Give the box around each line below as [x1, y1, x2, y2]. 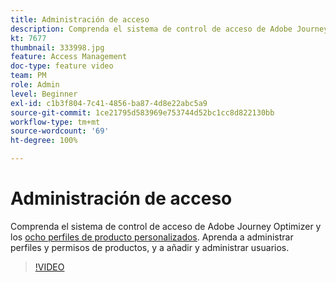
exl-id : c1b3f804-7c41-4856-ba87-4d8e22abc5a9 [10, 98, 208, 108]
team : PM [10, 71, 47, 81]
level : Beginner [10, 89, 78, 99]
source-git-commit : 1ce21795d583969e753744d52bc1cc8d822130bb [10, 107, 275, 118]
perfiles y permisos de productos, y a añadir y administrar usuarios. [10, 241, 290, 253]
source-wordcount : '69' [10, 126, 110, 136]
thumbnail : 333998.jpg [10, 42, 105, 53]
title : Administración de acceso [10, 14, 150, 25]
